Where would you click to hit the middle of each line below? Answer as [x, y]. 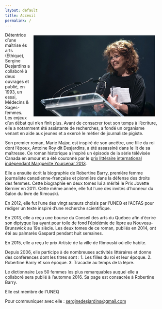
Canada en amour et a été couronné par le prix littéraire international [73, 158]
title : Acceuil [20, 15]
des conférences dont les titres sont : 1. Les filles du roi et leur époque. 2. [78, 257]
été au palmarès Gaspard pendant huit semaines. [54, 233]
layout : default [21, 10]
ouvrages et [17, 82]
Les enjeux [16, 118]
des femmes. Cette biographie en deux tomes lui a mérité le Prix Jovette [77, 183]
